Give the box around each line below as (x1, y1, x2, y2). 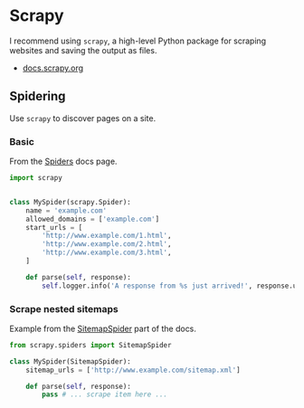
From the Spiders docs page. (9, 156, 118, 167)
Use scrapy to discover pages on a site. (9, 112, 157, 123)
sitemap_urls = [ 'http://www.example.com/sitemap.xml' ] (25, 365, 242, 375)
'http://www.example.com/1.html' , (42, 232, 172, 241)
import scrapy (9, 174, 63, 183)
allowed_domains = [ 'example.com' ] (25, 214, 160, 223)
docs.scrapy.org (22, 62, 84, 73)
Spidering (9, 89, 66, 104)
